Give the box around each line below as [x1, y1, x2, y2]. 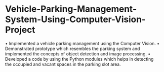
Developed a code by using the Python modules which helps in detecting [5, 56, 154, 62]
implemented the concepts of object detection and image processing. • [5, 50, 151, 57]
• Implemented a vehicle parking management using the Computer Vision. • [5, 40, 160, 46]
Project [5, 24, 36, 35]
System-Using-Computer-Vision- [5, 14, 146, 25]
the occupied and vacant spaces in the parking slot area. [5, 61, 121, 67]
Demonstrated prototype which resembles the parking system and [5, 46, 140, 51]
